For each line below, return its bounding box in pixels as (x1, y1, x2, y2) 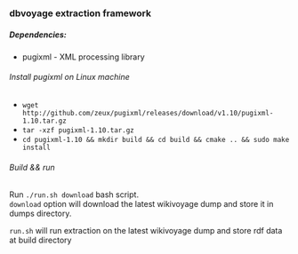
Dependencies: (9, 29, 67, 40)
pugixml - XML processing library (21, 52, 145, 62)
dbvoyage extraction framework (9, 7, 151, 20)
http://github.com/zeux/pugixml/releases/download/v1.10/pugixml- (21, 109, 274, 118)
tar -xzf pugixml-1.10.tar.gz (21, 126, 135, 135)
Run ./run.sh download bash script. (9, 189, 140, 200)
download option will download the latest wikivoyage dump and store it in (9, 199, 274, 210)
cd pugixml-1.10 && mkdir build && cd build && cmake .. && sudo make (21, 136, 290, 145)
